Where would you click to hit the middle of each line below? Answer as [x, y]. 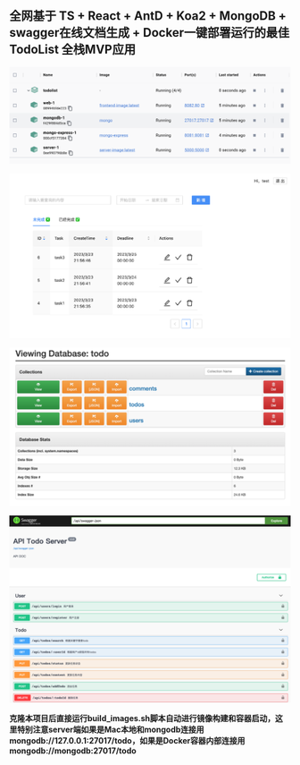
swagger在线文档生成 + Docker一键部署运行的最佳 [150, 33]
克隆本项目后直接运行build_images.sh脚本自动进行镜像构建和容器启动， [142, 718]
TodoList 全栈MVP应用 [73, 50]
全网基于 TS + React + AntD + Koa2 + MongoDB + [148, 16]
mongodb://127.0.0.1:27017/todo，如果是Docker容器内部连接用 [127, 740]
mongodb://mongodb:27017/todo [73, 751]
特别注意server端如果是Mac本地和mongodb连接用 [110, 729]
